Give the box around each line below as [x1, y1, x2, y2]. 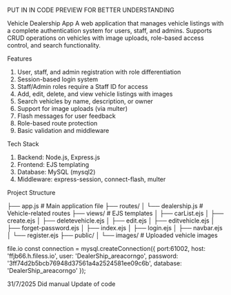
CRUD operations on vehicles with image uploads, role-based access [7, 34, 205, 42]
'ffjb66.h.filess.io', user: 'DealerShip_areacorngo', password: [7, 252, 179, 260]
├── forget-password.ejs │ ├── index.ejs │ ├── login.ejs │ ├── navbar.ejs [7, 224, 223, 232]
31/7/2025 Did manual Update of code [7, 280, 116, 288]
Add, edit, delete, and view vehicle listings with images [17, 90, 173, 98]
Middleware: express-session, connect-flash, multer [17, 175, 166, 183]
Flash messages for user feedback [17, 112, 116, 120]
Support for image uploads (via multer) [17, 105, 128, 112]
